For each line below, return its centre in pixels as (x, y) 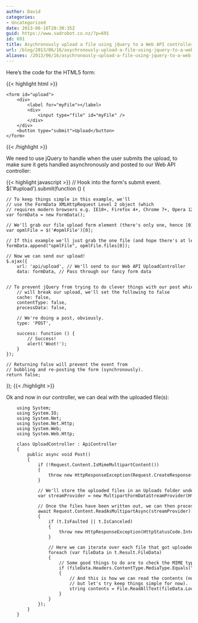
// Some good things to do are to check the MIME (121, 563)
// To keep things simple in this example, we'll (68, 199)
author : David (24, 12)
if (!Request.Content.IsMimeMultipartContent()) (98, 465)
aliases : (17, 55)
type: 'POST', (34, 323)
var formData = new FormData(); (46, 215)
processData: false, (42, 307)
